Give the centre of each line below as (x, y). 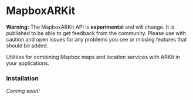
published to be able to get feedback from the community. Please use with (96, 33)
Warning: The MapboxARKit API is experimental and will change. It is (90, 27)
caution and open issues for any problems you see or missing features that (97, 39)
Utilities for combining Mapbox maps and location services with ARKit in (93, 57)
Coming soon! (23, 91)
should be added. (27, 46)
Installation (23, 78)
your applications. (28, 63)
